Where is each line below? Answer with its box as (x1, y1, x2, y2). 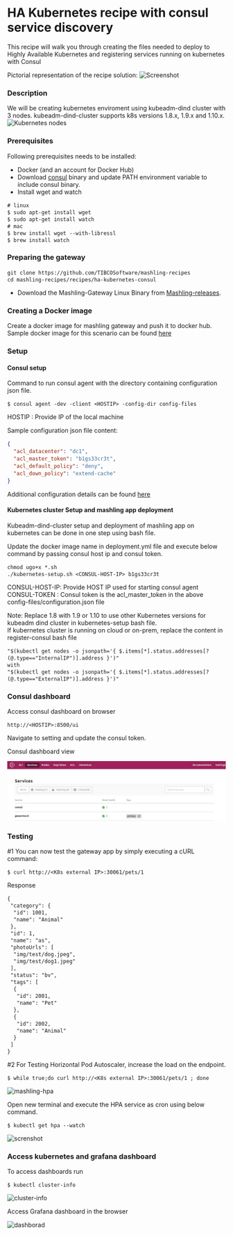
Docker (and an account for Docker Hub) (17, 165, 134, 174)
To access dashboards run (7, 1168, 83, 1176)
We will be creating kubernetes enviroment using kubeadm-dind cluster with (7, 104, 226, 113)
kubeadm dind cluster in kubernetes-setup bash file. (7, 619, 157, 627)
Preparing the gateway (7, 252, 86, 262)
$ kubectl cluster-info (7, 1181, 76, 1189)
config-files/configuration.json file (7, 598, 105, 606)
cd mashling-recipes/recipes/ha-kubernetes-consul (7, 276, 157, 283)
